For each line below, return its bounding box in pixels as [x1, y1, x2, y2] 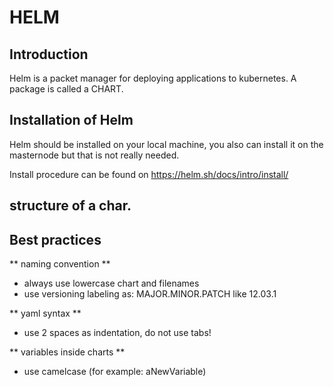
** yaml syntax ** [9, 307, 82, 320]
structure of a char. [9, 197, 132, 215]
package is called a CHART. [9, 83, 124, 95]
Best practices [9, 231, 102, 248]
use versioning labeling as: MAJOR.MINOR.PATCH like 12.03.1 [23, 288, 277, 300]
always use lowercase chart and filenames [23, 277, 200, 290]
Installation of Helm [9, 112, 134, 129]
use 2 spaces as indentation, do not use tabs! [23, 327, 212, 339]
